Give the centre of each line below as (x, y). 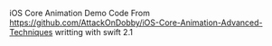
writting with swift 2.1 (94, 32)
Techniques (31, 32)
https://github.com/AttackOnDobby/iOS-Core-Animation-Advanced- (136, 23)
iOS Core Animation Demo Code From (80, 13)
